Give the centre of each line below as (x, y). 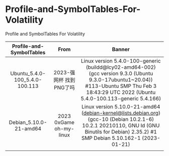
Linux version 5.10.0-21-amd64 (121, 106)
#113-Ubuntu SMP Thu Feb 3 (121, 86)
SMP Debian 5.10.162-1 (111, 138)
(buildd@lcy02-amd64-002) (121, 67)
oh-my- (64, 128)
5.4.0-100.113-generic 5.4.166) (121, 98)
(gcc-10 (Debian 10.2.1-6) (121, 119)
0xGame (64, 122)
